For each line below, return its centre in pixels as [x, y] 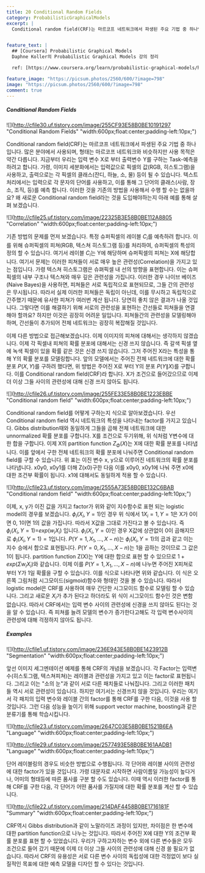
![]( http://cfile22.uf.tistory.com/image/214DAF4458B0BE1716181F [88, 806]
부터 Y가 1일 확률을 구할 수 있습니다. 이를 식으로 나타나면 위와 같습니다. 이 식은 [99, 572]
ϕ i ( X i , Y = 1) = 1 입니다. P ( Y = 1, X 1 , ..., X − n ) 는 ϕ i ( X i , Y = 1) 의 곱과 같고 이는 [103, 540]
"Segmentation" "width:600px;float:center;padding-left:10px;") [85, 656]
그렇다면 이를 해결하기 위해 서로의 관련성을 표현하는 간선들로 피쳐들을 [102, 307]
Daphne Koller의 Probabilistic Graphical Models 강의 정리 [85, 57]
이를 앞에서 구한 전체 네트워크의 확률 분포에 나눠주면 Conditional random [106, 452]
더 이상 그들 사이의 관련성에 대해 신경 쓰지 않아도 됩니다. [73, 381]
